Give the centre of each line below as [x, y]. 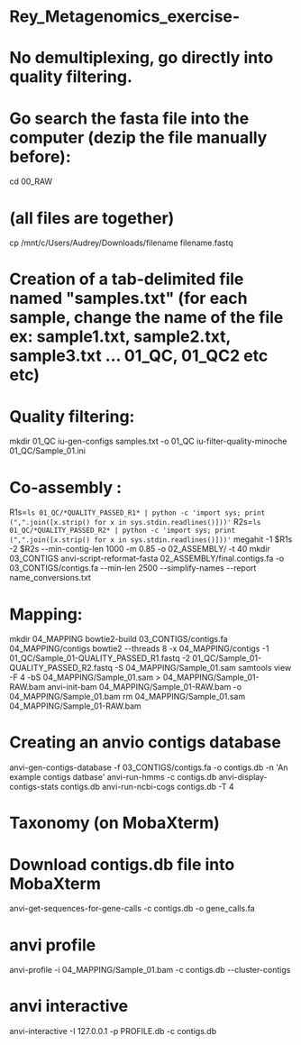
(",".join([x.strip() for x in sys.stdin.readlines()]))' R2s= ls [135, 522]
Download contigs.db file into [122, 864]
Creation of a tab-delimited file [127, 279]
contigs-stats [34, 787]
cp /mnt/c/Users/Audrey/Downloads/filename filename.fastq [121, 243]
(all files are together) [92, 218]
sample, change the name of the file [146, 318]
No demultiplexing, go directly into [141, 58]
